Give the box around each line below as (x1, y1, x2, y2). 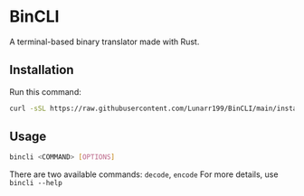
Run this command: (9, 86, 81, 97)
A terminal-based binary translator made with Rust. (9, 36, 200, 47)
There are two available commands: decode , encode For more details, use (9, 169, 279, 180)
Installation (9, 62, 74, 78)
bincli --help (9, 179, 63, 188)
